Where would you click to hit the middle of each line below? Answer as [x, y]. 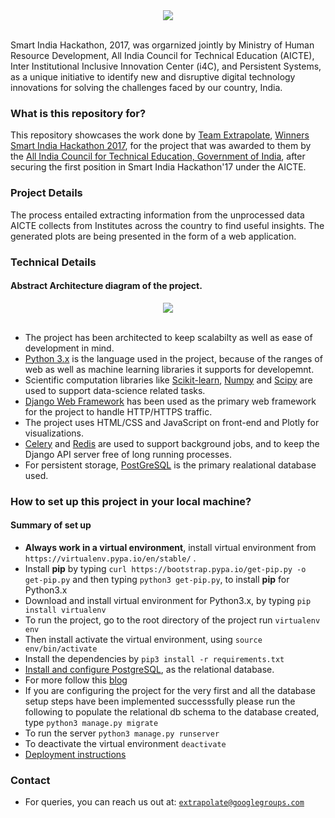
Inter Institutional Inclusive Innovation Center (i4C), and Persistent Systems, [166, 66]
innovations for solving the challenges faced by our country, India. [146, 87]
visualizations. [54, 433]
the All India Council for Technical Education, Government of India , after [158, 156]
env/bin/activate [61, 649]
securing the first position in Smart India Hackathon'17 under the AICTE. [158, 167]
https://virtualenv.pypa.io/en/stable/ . [110, 558]
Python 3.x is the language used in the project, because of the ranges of [173, 358]
